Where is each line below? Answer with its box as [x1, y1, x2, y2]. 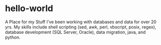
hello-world [5, 3, 54, 14]
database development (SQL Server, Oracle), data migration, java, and [5, 29, 146, 35]
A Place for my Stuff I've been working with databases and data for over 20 [5, 19, 157, 25]
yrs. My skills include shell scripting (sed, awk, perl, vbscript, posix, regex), [5, 24, 157, 30]
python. [5, 34, 20, 40]
